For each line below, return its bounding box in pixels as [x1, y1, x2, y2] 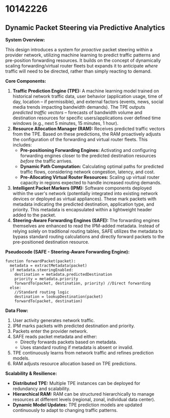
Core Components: [5, 78, 47, 84]
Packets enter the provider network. [12, 328, 88, 334]
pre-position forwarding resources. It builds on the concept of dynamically [5, 57, 161, 63]
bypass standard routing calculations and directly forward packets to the [12, 234, 165, 239]
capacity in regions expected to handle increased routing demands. [20, 180, 162, 185]
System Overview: [5, 37, 45, 43]
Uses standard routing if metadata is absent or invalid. [20, 344, 133, 350]
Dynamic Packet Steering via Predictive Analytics [5, 23, 165, 32]
